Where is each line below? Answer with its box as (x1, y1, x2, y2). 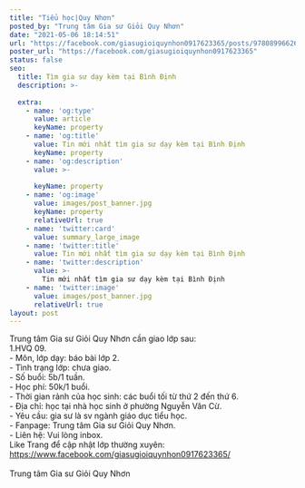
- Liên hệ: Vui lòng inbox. (9, 430, 103, 441)
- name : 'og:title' (25, 132, 100, 141)
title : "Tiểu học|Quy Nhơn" (9, 13, 116, 23)
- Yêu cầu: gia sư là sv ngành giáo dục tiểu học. (9, 410, 188, 422)
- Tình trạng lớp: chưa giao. (9, 362, 112, 373)
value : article (33, 114, 92, 123)
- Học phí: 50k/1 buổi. (9, 382, 91, 393)
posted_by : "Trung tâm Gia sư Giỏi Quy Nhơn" (9, 22, 184, 31)
